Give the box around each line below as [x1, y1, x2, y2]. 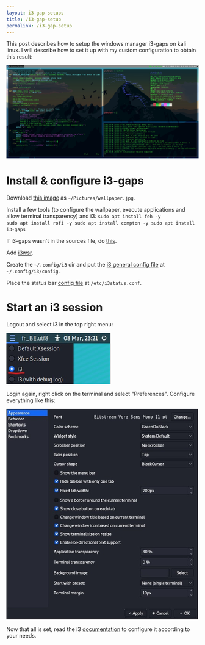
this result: [6, 53, 33, 60]
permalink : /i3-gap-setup [6, 23, 72, 29]
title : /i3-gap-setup [6, 16, 62, 23]
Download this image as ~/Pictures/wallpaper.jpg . [6, 194, 135, 201]
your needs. [6, 632, 37, 639]
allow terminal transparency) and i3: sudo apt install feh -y [6, 212, 161, 220]
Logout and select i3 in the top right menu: [6, 320, 113, 328]
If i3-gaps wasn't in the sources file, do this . [6, 237, 117, 244]
